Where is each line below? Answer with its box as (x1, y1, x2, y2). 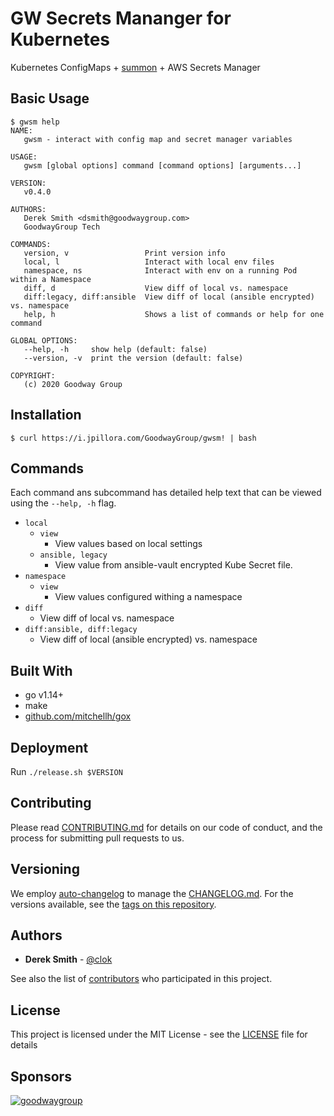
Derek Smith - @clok (24, 953, 113, 966)
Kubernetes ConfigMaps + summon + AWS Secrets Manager (10, 61, 261, 73)
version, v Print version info (23, 248, 226, 258)
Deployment (10, 739, 89, 756)
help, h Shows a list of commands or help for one (23, 309, 325, 319)
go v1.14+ (24, 689, 65, 701)
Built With (10, 662, 73, 679)
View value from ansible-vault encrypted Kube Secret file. (54, 559, 293, 571)
